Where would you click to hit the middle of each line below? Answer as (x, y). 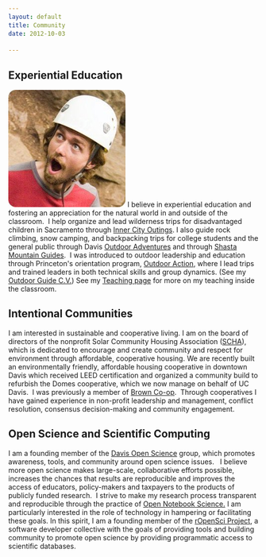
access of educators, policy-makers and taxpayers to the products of (121, 487)
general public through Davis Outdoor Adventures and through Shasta (123, 247)
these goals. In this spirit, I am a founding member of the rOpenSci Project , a (133, 520)
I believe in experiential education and (189, 205)
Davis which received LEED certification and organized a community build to (133, 375)
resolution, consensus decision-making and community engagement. (121, 408)
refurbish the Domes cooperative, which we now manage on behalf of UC (129, 383)
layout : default (35, 17)
